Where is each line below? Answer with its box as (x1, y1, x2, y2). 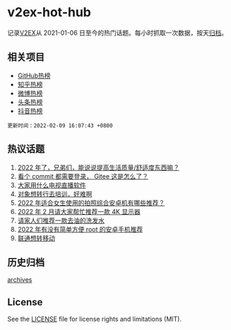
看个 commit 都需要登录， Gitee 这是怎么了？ (17, 172, 149, 180)
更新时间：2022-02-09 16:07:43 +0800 (7, 122, 113, 129)
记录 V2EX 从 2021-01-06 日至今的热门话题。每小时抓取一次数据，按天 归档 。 (7, 28, 228, 37)
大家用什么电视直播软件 (17, 181, 86, 189)
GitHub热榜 (17, 71, 51, 80)
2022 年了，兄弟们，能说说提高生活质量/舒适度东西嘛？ (17, 163, 180, 172)
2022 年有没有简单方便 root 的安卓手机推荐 (17, 225, 143, 233)
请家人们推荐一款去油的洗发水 (17, 216, 105, 225)
